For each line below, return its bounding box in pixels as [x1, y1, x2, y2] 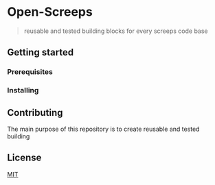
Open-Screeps [7, 4, 93, 20]
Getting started [7, 47, 74, 58]
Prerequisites [7, 67, 53, 77]
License [7, 152, 42, 164]
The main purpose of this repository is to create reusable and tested [7, 125, 200, 133]
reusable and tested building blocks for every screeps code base [23, 27, 208, 35]
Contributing [7, 107, 63, 119]
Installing [7, 86, 39, 95]
